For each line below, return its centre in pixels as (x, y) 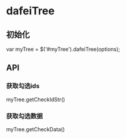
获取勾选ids (23, 86)
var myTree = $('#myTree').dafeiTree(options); (63, 49)
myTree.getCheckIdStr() (36, 99)
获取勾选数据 (25, 116)
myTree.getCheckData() (36, 129)
